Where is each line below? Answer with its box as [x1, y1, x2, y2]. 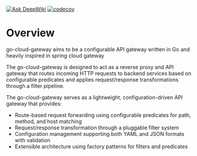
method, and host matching [14, 118, 82, 125]
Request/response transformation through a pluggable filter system [14, 124, 179, 131]
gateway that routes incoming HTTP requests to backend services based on [6, 70, 192, 77]
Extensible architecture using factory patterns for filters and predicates [14, 142, 188, 150]
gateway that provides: [6, 100, 62, 107]
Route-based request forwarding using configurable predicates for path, [14, 111, 191, 118]
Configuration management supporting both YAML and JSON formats [14, 130, 185, 137]
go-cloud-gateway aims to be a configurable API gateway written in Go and [6, 45, 190, 53]
